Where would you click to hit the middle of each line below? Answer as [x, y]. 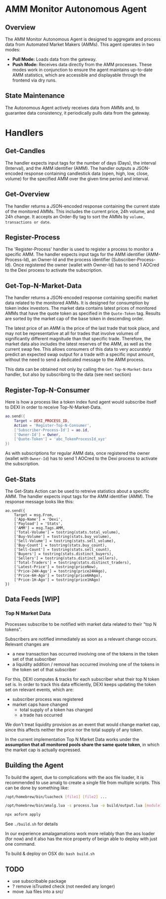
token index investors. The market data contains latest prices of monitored [81, 308]
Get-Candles [25, 151]
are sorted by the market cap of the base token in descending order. [75, 319]
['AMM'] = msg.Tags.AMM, [40, 528]
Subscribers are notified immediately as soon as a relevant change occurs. [81, 639]
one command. [21, 844]
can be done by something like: [37, 788]
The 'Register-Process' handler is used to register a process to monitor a [79, 249]
